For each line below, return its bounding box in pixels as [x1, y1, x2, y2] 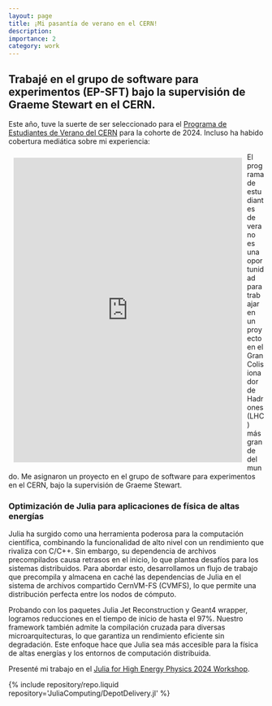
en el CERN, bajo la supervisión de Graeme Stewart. [8, 480, 183, 490]
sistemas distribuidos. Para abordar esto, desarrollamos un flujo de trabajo [8, 564, 258, 574]
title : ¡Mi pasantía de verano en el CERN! [8, 19, 158, 28]
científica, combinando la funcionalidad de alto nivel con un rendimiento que [8, 538, 264, 548]
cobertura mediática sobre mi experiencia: [8, 136, 150, 146]
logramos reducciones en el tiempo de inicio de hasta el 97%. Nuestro [8, 614, 244, 624]
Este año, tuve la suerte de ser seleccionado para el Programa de [8, 119, 227, 128]
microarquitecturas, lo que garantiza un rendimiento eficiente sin [8, 631, 225, 641]
